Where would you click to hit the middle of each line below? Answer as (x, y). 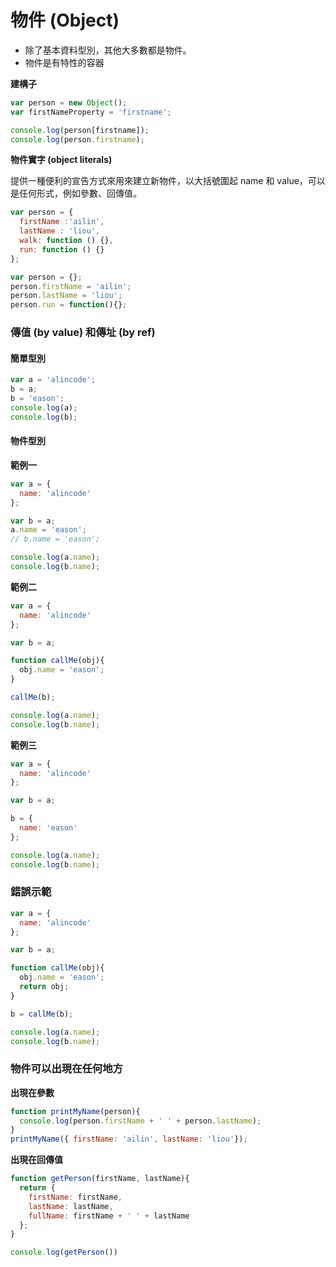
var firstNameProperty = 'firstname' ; (91, 112)
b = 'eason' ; (37, 399)
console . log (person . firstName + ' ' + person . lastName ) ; (140, 1121)
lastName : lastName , (71, 1206)
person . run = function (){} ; (69, 305)
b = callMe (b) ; (42, 1014)
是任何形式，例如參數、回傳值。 (76, 193)
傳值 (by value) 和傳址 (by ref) (83, 333)
